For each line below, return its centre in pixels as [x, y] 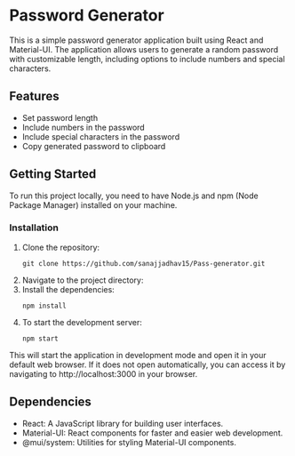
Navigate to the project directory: [83, 280]
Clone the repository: [61, 247]
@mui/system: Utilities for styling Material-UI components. [129, 442]
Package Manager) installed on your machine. [93, 204]
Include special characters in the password [101, 136]
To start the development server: [82, 322]
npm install [44, 306]
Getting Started [53, 174]
